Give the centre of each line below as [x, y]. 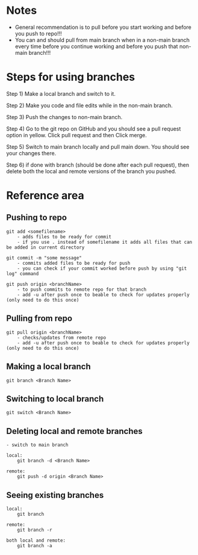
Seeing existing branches [55, 495]
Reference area [45, 196]
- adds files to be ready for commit [64, 237]
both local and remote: [36, 540]
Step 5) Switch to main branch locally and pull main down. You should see [98, 147]
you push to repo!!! [38, 33]
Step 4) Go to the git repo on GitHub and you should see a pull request [94, 129]
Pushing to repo [37, 218]
